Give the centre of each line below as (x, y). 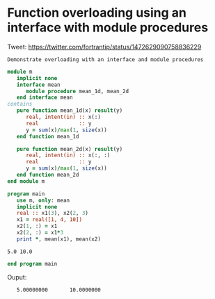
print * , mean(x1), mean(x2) (58, 239)
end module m (26, 181)
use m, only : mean (43, 200)
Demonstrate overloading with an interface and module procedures (105, 59)
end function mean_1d (48, 136)
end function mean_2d (48, 175)
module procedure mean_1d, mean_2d (77, 91)
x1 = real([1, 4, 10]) (49, 220)
